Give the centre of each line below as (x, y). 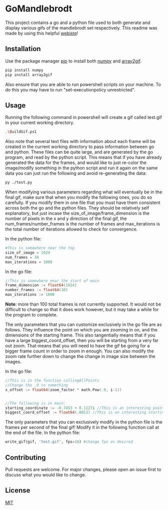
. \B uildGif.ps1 (21, 132)
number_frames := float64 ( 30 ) (37, 290)
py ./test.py (19, 182)
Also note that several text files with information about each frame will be (80, 141)
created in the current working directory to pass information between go (80, 147)
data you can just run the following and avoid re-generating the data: (76, 173)
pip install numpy (24, 70)
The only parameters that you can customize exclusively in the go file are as (83, 324)
